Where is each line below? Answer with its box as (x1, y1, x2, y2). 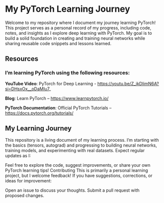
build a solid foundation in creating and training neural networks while (5, 35, 145, 41)
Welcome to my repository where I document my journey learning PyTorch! (5, 20, 156, 25)
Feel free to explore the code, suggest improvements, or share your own (5, 162, 150, 168)
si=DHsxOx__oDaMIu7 (5, 86, 49, 92)
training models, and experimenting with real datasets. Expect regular (5, 148, 145, 153)
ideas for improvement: (5, 178, 52, 184)
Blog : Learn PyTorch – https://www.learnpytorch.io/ (5, 95, 109, 101)
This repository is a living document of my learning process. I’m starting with (5, 137, 159, 143)
